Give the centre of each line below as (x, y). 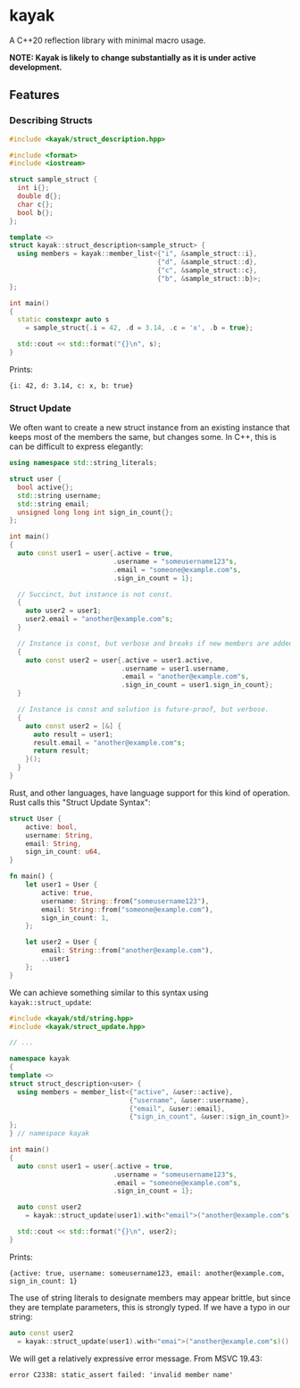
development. (36, 67)
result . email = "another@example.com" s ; (109, 743)
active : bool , (51, 827)
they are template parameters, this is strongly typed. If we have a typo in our (150, 1307)
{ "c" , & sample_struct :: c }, (207, 270)
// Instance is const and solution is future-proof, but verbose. (143, 710)
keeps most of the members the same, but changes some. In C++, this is (143, 437)
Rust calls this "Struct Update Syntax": (80, 802)
